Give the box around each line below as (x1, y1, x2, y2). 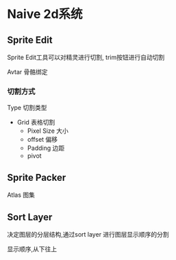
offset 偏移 (27, 136, 58, 144)
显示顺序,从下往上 (7, 245, 58, 253)
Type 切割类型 (7, 104, 47, 112)
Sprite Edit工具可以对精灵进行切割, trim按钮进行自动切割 (7, 53, 165, 61)
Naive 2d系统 (7, 6, 84, 22)
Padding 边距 (27, 144, 65, 152)
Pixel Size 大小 (27, 127, 68, 135)
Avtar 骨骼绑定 (7, 68, 48, 76)
